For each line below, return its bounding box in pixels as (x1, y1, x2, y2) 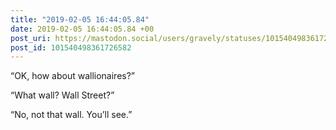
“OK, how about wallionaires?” (10, 70, 136, 82)
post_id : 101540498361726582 (10, 42, 132, 53)
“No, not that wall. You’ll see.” (10, 109, 133, 121)
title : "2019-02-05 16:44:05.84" (10, 14, 150, 25)
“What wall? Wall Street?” (10, 89, 115, 101)
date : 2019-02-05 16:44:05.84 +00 (10, 24, 155, 34)
